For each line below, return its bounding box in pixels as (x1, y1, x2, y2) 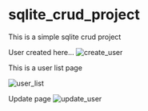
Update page (8, 93, 52, 103)
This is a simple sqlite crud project (8, 32, 122, 42)
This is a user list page (8, 62, 82, 73)
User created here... (8, 47, 74, 57)
